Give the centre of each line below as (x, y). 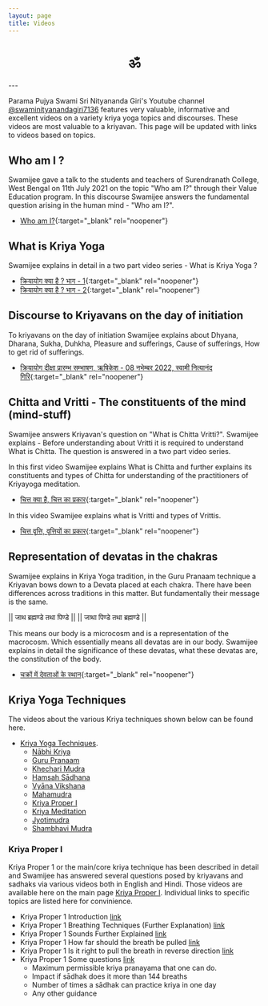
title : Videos (32, 23)
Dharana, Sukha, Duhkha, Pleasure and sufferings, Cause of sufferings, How (134, 343)
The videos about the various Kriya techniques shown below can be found (131, 720)
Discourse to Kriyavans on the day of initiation (126, 316)
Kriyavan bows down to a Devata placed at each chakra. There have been (130, 584)
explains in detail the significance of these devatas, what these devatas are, (133, 650)
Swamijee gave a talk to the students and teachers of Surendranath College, (134, 180)
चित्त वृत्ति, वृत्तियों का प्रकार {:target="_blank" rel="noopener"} (109, 531)
